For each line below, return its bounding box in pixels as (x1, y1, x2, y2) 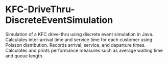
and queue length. (5, 52, 44, 59)
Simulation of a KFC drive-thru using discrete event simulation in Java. (5, 31, 154, 37)
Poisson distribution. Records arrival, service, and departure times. (5, 42, 146, 48)
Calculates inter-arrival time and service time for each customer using (5, 37, 153, 43)
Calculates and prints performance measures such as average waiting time (5, 47, 163, 53)
